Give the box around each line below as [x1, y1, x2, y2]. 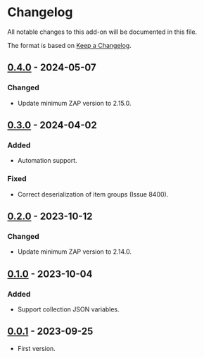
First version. [17, 344, 56, 352]
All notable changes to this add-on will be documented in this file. [7, 27, 198, 36]
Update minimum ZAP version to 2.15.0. [17, 99, 132, 107]
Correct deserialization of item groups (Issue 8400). [17, 190, 169, 198]
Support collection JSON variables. [17, 304, 120, 314]
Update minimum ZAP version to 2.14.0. [17, 247, 132, 256]
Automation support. [17, 156, 77, 165]
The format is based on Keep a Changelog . [7, 41, 132, 49]
